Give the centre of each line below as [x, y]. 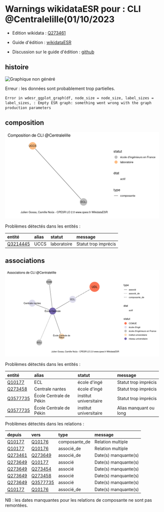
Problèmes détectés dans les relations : [45, 424]
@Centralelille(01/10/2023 [60, 19]
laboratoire [61, 244]
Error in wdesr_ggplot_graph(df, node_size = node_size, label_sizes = [79, 98]
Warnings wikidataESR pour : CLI [73, 9]
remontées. [17, 505]
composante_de [74, 442]
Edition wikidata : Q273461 [39, 33]
